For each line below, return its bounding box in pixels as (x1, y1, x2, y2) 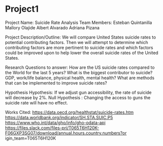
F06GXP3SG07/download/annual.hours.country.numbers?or (5, 130, 127, 136)
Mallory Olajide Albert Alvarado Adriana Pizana (5, 24, 100, 30)
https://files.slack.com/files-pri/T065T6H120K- (5, 125, 99, 130)
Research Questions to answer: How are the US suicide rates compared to (5, 64, 155, 70)
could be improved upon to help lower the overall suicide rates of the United (5, 50, 159, 56)
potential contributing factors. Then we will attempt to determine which (5, 39, 148, 45)
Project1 (5, 3, 39, 15)
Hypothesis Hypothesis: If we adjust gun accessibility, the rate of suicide (5, 89, 152, 95)
